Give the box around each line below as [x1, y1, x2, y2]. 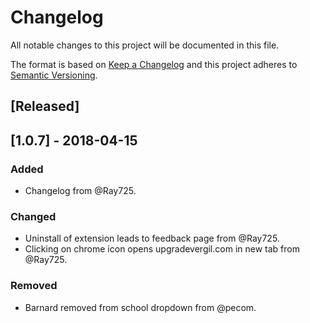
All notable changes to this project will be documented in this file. [10, 39, 280, 51]
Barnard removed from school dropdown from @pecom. [24, 301, 257, 313]
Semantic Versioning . [10, 69, 98, 81]
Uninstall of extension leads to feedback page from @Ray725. [24, 232, 280, 245]
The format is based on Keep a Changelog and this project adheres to [10, 58, 298, 70]
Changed [10, 209, 57, 223]
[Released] [10, 98, 80, 115]
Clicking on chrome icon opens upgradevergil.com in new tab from [24, 243, 300, 255]
